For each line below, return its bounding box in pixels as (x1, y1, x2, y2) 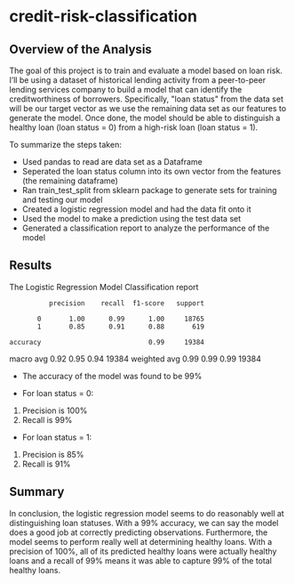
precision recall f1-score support (48, 298, 204, 308)
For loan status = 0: (21, 387, 94, 398)
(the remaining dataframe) (21, 175, 118, 186)
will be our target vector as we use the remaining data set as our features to (9, 103, 287, 113)
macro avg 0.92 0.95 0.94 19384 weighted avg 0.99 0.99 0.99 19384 (9, 353, 262, 364)
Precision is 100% (21, 405, 88, 416)
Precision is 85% (21, 449, 84, 459)
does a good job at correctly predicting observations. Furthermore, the (9, 527, 268, 538)
